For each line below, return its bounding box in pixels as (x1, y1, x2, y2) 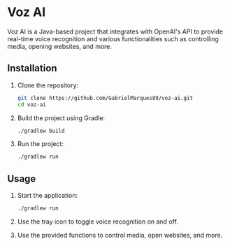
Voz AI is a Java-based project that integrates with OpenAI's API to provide (7, 27, 224, 36)
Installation (7, 62, 57, 74)
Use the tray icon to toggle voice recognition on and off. (17, 217, 178, 226)
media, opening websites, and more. (7, 42, 113, 50)
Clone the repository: (17, 81, 79, 89)
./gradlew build (17, 127, 65, 134)
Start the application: (17, 191, 78, 200)
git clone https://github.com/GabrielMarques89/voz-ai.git (17, 94, 194, 101)
